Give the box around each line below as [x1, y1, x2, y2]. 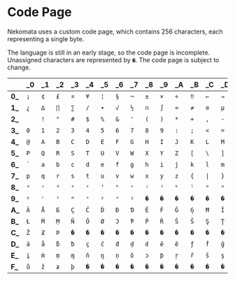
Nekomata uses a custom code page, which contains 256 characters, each [7, 27, 223, 36]
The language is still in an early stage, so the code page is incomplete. [7, 48, 211, 57]
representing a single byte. [7, 34, 85, 43]
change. [7, 63, 31, 71]
